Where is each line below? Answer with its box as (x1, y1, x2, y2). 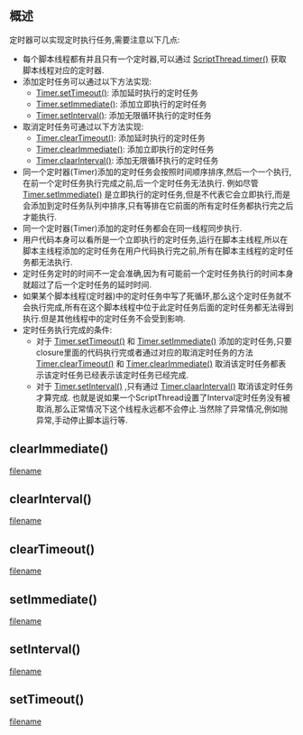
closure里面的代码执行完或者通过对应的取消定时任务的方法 (35, 347, 254, 358)
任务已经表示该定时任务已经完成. (67, 369, 189, 380)
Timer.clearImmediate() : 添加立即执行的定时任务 (35, 144, 215, 154)
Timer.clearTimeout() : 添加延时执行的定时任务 (35, 132, 206, 143)
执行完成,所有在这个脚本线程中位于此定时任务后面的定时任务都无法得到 (30, 302, 294, 312)
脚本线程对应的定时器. (22, 64, 105, 75)
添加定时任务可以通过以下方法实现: (22, 76, 151, 87)
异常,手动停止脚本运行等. (35, 414, 128, 425)
